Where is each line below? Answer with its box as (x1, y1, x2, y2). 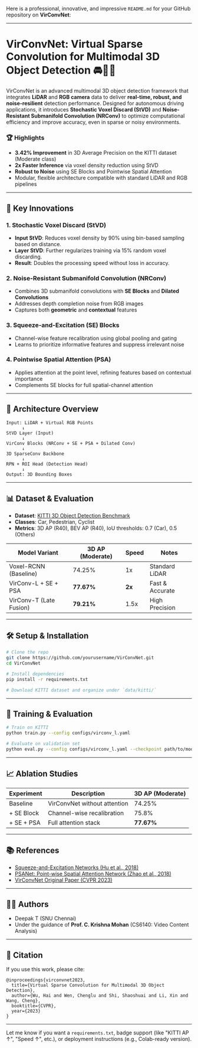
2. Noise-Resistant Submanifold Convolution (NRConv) (6, 274, 167, 282)
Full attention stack (48, 818, 101, 827)
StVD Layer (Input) (6, 430, 54, 436)
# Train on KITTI (6, 725, 49, 731)
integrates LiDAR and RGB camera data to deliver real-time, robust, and (6, 93, 182, 100)
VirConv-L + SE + (9, 579, 59, 588)
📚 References (6, 846, 60, 856)
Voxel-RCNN (9, 562, 45, 571)
